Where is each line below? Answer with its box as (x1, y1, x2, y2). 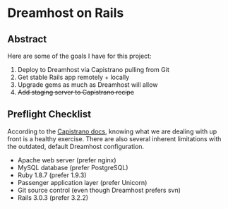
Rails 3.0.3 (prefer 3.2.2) (17, 193, 89, 202)
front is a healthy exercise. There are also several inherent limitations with (7, 134, 222, 143)
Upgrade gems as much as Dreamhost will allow (17, 80, 158, 89)
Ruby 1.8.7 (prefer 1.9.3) (17, 171, 87, 179)
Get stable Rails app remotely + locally (17, 73, 130, 81)
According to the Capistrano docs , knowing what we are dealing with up (7, 127, 217, 136)
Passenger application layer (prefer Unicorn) (17, 178, 148, 186)
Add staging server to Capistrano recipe (17, 88, 135, 96)
